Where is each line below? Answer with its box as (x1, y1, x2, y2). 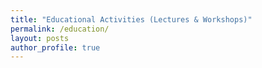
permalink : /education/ (10, 24, 110, 34)
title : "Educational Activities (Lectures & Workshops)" (10, 14, 253, 25)
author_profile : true (10, 42, 101, 53)
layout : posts (10, 33, 70, 43)
